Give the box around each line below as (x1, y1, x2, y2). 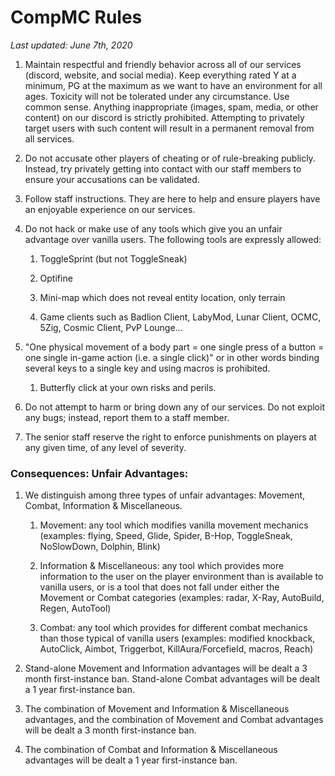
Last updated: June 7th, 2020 (10, 39, 133, 51)
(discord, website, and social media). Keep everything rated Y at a (24, 69, 297, 81)
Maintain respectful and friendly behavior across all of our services (24, 58, 302, 70)
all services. (24, 132, 75, 145)
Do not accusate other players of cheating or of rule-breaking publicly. (24, 152, 316, 164)
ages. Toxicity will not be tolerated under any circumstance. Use (24, 90, 290, 102)
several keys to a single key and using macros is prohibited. (24, 362, 271, 374)
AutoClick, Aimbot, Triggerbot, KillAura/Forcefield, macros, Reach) (39, 643, 314, 655)
